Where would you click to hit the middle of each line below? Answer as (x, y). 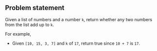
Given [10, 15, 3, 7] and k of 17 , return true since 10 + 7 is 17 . (76, 43)
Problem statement (35, 8)
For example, (18, 34)
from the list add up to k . (30, 25)
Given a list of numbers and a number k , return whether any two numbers (79, 19)
